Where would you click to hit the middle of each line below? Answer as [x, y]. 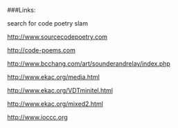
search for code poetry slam [48, 23]
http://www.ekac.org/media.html [54, 77]
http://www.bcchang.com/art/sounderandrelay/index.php [89, 64]
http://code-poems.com [42, 50]
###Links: [21, 10]
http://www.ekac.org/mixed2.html [55, 104]
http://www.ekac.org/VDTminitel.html [60, 90]
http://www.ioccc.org [37, 117]
